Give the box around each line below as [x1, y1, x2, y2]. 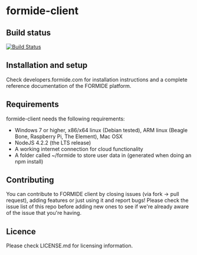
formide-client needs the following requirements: [6, 115, 125, 122]
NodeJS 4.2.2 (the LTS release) [14, 139, 91, 146]
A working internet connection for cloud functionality [14, 145, 143, 152]
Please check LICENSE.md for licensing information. [6, 242, 133, 249]
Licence [6, 226, 37, 237]
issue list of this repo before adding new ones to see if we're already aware [6, 203, 189, 210]
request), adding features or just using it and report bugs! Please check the [6, 197, 189, 204]
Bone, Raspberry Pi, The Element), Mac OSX [14, 133, 123, 140]
